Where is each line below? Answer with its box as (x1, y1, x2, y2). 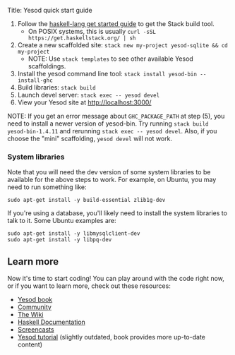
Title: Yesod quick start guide (7, 6, 93, 14)
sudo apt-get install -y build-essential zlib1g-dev (7, 197, 166, 204)
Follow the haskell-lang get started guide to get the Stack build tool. (17, 20, 215, 28)
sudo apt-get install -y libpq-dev (7, 236, 112, 243)
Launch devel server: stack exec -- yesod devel (17, 91, 160, 99)
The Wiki (17, 311, 44, 319)
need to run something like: (7, 183, 87, 191)
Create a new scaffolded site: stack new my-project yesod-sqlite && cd (17, 41, 228, 49)
